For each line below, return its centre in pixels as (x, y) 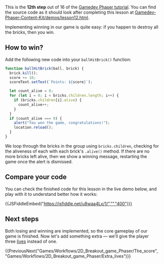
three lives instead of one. (31, 241)
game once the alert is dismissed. (39, 161)
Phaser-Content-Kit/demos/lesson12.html (47, 17)
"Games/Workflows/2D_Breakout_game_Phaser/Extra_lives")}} (68, 256)
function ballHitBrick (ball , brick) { (44, 68)
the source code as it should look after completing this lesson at (70, 12)
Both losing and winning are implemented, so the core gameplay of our (76, 231)
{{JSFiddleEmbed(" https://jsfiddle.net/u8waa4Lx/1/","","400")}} (69, 204)
